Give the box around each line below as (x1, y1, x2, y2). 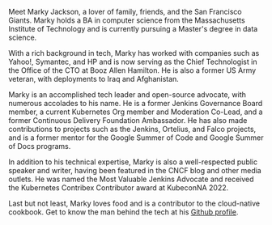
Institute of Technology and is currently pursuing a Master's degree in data (8, 24, 258, 33)
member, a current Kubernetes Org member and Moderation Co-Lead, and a (8, 107, 263, 117)
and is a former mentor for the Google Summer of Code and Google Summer (8, 133, 264, 142)
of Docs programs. (8, 142, 71, 151)
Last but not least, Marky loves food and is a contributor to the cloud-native (8, 198, 261, 208)
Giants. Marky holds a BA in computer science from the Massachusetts (8, 15, 245, 25)
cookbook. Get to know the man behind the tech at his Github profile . (8, 207, 239, 217)
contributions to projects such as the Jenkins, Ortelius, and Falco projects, (8, 125, 257, 134)
